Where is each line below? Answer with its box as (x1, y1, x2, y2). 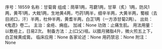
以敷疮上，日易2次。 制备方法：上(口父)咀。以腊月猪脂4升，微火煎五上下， (5, 28, 155, 34)
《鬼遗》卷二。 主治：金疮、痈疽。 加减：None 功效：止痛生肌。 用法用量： (5, 22, 154, 28)
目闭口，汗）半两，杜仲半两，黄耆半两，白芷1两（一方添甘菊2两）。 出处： (5, 16, 153, 22)
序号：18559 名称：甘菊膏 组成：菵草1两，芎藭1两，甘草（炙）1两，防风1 (5, 4, 150, 10)
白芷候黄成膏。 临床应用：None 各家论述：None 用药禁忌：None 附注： (5, 34, 148, 40)
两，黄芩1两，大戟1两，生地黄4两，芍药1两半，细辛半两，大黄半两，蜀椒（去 (5, 10, 158, 16)
